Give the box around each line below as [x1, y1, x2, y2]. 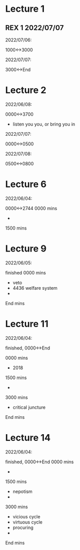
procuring [12, 524, 34, 531]
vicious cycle [12, 513, 41, 519]
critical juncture [12, 404, 46, 410]
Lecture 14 [5, 432, 51, 443]
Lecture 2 [5, 85, 47, 96]
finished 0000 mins [5, 269, 46, 276]
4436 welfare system [12, 285, 58, 291]
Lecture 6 [5, 179, 47, 190]
